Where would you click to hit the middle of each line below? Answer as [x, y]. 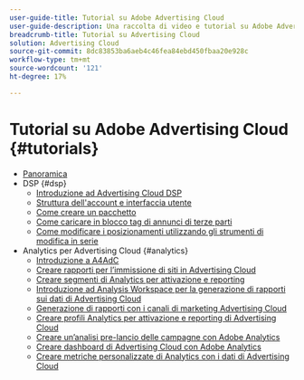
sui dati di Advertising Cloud [89, 299]
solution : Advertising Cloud [64, 43]
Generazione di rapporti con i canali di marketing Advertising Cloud [161, 308]
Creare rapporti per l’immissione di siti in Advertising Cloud [146, 270]
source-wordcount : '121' [56, 69]
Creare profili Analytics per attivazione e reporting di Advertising [156, 318]
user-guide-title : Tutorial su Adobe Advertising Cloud [117, 18]
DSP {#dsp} [44, 183]
